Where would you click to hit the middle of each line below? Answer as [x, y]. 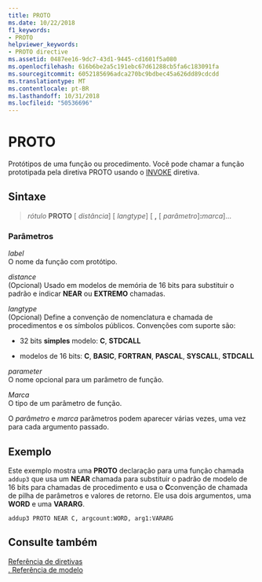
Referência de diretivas [45, 561]
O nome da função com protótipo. [63, 262]
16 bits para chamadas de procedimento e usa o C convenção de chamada [128, 487]
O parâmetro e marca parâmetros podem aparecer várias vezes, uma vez [127, 418]
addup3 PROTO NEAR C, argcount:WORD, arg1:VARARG [91, 518]
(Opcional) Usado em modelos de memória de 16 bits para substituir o [121, 285]
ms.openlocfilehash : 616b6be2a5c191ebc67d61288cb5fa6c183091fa [114, 67]
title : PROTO [29, 15]
